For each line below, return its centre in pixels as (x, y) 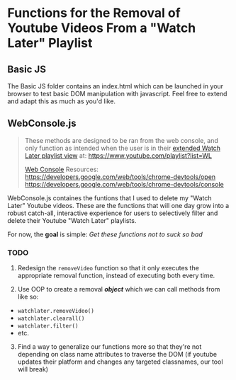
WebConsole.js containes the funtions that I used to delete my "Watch (109, 198)
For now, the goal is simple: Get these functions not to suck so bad (105, 234)
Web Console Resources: (62, 169)
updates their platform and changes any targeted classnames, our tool (120, 362)
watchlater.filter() (48, 326)
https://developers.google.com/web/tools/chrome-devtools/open (120, 177)
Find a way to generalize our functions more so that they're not (109, 347)
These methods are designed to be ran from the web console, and (121, 140)
